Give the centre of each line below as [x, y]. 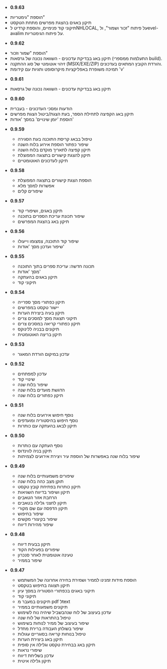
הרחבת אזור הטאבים [37, 497]
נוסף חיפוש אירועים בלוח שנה [45, 415]
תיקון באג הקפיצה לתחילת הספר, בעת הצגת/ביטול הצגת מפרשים [72, 114]
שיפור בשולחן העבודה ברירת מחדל [50, 628]
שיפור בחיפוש [31, 514]
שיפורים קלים [30, 191]
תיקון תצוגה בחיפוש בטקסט [44, 585]
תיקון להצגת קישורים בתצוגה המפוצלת [54, 155]
